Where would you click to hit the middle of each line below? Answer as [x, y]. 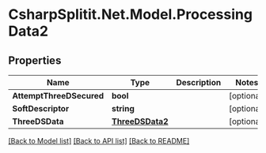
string [123, 108]
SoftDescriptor [41, 108]
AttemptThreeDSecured [58, 96]
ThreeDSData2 [140, 121]
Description [199, 82]
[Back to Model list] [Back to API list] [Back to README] [99, 141]
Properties [35, 60]
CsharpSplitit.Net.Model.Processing [131, 15]
